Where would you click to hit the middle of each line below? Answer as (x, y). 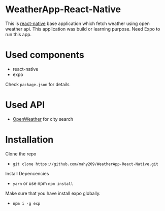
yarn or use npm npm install (43, 183)
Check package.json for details (37, 84)
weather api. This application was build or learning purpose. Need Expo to (83, 29)
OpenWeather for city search (43, 119)
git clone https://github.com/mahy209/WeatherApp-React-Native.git (85, 164)
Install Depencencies (27, 173)
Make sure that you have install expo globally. (53, 193)
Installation (29, 140)
